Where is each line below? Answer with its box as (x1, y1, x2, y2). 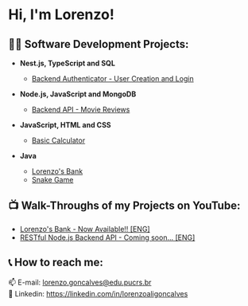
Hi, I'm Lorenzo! (8, 6, 115, 24)
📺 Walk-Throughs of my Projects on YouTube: (8, 199, 241, 213)
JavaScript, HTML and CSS (19, 120, 111, 129)
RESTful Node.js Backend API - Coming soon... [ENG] (19, 233, 196, 242)
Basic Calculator (31, 135, 86, 145)
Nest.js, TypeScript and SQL (19, 58, 115, 68)
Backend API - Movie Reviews (31, 105, 130, 114)
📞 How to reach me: (8, 256, 103, 269)
